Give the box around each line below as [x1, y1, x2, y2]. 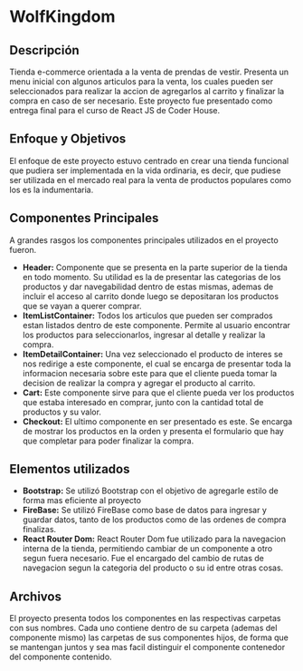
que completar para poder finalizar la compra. [22, 435, 194, 446]
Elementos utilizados [9, 462, 130, 477]
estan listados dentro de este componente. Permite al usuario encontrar [22, 319, 291, 330]
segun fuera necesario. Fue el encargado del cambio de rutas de [22, 553, 265, 564]
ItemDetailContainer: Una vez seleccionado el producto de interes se [22, 348, 283, 359]
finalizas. [22, 524, 57, 535]
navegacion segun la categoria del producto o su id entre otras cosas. [22, 562, 284, 573]
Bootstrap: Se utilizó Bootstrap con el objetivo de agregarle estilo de [22, 485, 279, 496]
